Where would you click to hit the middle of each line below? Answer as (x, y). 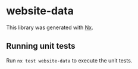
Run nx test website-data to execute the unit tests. (69, 60)
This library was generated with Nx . (50, 27)
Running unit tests (41, 46)
